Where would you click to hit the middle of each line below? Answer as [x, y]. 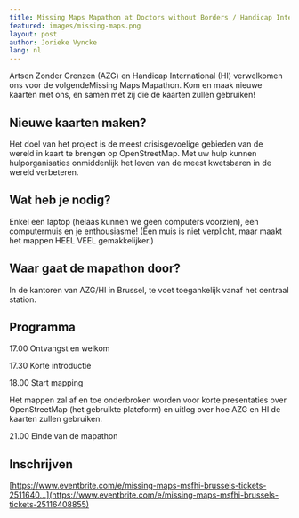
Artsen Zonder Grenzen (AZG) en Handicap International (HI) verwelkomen [146, 76]
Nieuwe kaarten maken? [78, 122]
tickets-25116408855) [49, 505]
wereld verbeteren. [44, 172]
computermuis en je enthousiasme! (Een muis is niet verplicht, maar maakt [146, 231]
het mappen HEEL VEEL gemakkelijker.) [81, 240]
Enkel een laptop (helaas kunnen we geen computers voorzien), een [134, 221]
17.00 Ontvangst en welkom [60, 348]
